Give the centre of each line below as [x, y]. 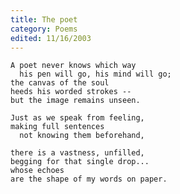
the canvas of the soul [60, 83]
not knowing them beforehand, [82, 136]
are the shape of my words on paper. [89, 179]
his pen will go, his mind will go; [95, 74]
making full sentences [57, 127]
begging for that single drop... [80, 162]
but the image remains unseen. [75, 101]
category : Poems [44, 29]
